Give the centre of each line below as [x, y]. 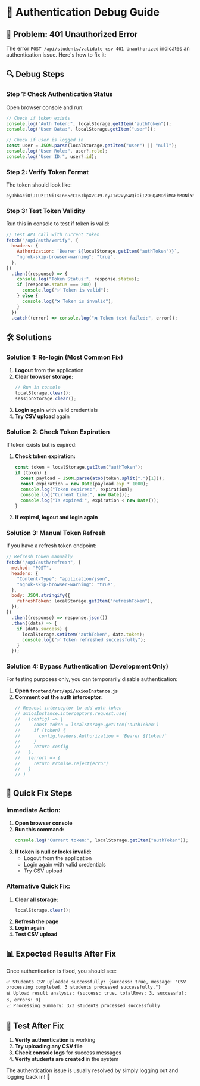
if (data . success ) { [42, 629]
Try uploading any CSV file [49, 1047]
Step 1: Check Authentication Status [60, 94]
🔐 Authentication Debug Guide [83, 12]
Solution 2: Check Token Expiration [58, 432]
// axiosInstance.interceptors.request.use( [71, 714]
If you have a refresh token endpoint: [51, 546]
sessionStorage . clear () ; [46, 398]
